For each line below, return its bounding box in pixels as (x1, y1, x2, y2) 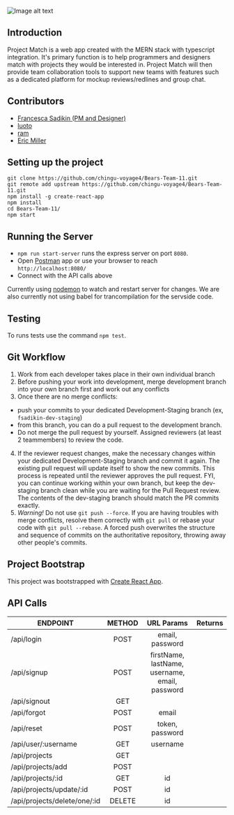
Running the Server (7, 231, 93, 243)
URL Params (146, 618, 188, 628)
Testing (7, 312, 41, 324)
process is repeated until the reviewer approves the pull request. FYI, (17, 471, 216, 479)
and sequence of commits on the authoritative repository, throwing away (17, 531, 226, 539)
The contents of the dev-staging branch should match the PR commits (17, 493, 219, 502)
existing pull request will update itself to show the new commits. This (17, 463, 215, 472)
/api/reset (10, 723, 43, 733)
